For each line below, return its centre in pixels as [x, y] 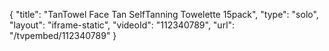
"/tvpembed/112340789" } [63, 35]
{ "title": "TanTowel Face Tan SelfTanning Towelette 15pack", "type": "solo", [164, 14]
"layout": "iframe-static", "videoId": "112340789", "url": [122, 25]
